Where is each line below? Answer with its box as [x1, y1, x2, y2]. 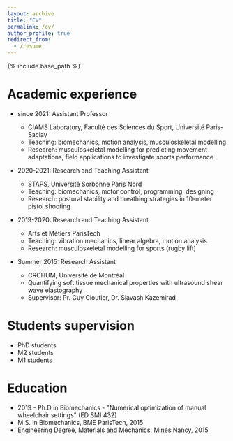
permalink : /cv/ [7, 23, 54, 30]
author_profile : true [7, 29, 70, 37]
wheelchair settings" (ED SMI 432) [17, 410, 117, 419]
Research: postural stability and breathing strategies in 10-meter [27, 194, 213, 203]
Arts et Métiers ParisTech [27, 229, 101, 238]
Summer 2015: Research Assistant [17, 257, 116, 266]
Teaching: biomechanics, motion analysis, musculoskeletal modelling [27, 138, 227, 146]
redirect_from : [7, 36, 52, 43]
